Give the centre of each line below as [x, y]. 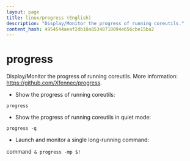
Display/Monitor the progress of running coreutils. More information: [92, 77]
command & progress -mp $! [44, 152]
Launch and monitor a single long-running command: [82, 140]
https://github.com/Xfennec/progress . [54, 83]
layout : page [23, 12]
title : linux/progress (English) [49, 18]
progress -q [21, 129]
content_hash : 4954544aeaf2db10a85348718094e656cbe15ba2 [80, 29]
